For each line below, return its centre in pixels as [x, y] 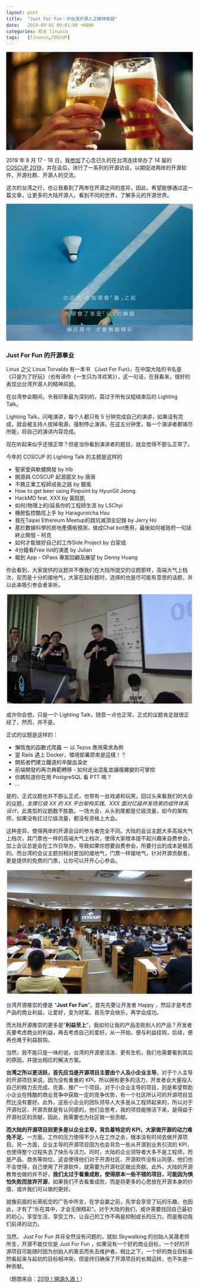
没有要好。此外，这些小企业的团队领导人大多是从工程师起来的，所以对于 [105, 1102]
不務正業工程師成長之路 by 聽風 [53, 484]
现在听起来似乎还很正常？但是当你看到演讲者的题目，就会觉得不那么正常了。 [99, 444]
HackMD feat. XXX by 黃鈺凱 [50, 498]
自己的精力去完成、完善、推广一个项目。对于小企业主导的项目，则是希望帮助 [99, 1087]
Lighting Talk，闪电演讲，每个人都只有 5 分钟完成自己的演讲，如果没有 [92, 416]
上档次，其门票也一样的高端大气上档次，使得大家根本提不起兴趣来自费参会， [99, 838]
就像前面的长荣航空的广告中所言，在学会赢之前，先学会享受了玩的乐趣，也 [97, 1201]
